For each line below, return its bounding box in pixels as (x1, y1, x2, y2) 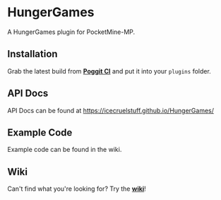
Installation (7, 48, 58, 60)
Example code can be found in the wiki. (7, 146, 122, 154)
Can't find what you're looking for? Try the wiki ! (7, 184, 146, 193)
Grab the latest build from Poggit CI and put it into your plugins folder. (7, 66, 212, 75)
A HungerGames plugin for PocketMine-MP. (7, 28, 136, 36)
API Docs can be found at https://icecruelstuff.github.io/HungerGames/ (7, 106, 214, 114)
